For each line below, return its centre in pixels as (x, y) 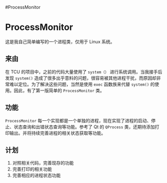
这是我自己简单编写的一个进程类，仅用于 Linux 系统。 (60, 41)
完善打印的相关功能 (32, 169)
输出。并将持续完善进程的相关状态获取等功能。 (57, 133)
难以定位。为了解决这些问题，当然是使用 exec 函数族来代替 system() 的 (82, 84)
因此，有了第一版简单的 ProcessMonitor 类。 (59, 90)
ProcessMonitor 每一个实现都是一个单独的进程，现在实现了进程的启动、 (78, 120)
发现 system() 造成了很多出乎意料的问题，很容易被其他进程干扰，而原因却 (81, 78)
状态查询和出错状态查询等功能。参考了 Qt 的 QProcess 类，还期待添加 (84, 127)
